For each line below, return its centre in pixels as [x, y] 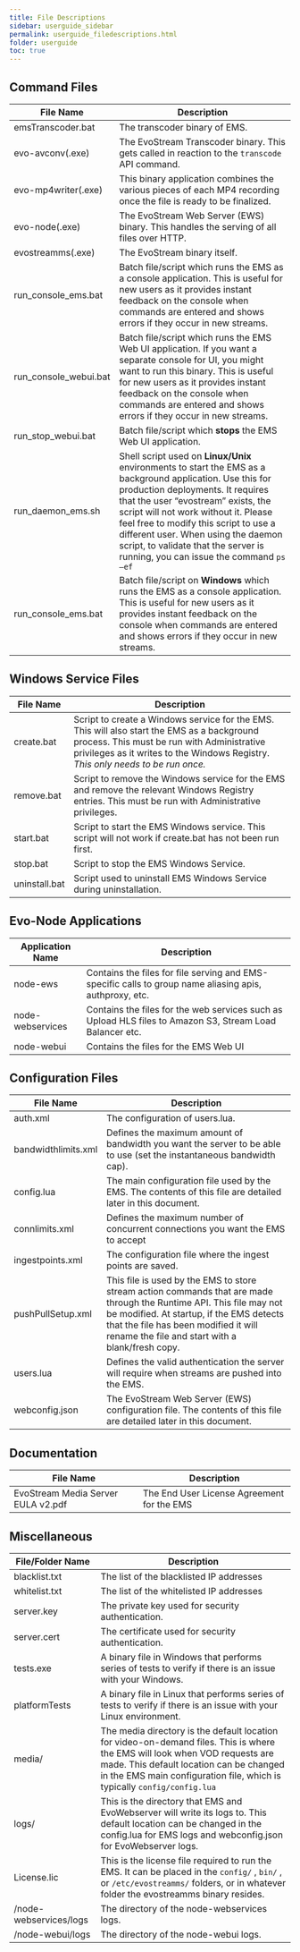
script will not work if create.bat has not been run [176, 837]
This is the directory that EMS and [171, 1801]
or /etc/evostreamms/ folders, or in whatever [193, 1883]
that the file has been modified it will [182, 1325]
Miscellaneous [51, 1536]
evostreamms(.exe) [54, 252]
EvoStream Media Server [66, 1493]
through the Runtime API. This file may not [194, 1303]
